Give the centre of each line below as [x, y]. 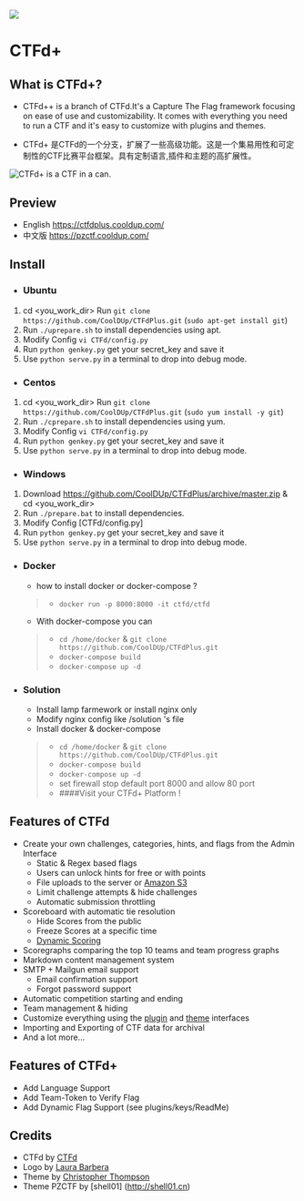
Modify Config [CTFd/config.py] [83, 523]
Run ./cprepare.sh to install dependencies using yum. [124, 421]
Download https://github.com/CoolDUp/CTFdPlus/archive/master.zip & [155, 494]
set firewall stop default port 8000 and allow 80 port [157, 783]
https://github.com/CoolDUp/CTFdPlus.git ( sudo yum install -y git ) [153, 412]
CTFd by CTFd [50, 1157]
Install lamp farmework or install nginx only [117, 709]
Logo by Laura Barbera [66, 1167]
